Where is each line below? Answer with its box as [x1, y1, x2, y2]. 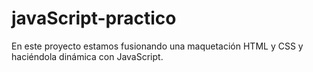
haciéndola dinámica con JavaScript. [11, 50, 164, 62]
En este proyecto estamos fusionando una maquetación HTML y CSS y [11, 40, 304, 52]
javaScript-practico [11, 7, 177, 30]
